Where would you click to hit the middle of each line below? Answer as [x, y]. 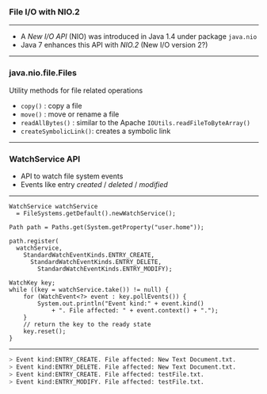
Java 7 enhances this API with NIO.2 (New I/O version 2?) [114, 45]
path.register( [34, 241]
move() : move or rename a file [70, 114]
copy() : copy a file [51, 105]
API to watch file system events [72, 176]
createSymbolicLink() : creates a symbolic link [95, 131]
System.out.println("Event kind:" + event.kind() [121, 304]
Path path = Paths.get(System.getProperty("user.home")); [107, 227]
